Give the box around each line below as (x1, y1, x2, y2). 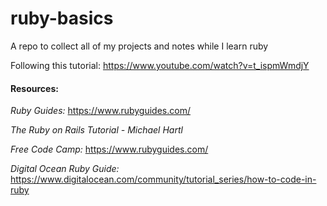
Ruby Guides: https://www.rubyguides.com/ (10, 105, 191, 117)
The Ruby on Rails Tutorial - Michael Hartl (10, 124, 183, 136)
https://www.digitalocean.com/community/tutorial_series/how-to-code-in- (10, 173, 317, 186)
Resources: (10, 82, 59, 94)
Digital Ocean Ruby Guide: (10, 163, 120, 175)
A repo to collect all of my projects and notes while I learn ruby (10, 40, 269, 52)
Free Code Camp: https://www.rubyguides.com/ (10, 143, 209, 156)
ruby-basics (10, 7, 114, 30)
